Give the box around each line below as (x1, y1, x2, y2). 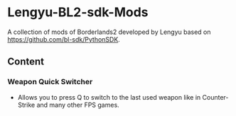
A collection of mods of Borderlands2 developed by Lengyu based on (7, 28, 211, 36)
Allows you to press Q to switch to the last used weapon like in (17, 93, 201, 101)
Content (7, 56, 45, 68)
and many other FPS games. (36, 100, 119, 109)
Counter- (202, 93, 229, 101)
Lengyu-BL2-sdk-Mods (7, 4, 149, 21)
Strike (17, 100, 36, 109)
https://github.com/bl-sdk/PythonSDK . (7, 35, 121, 43)
